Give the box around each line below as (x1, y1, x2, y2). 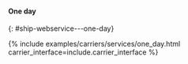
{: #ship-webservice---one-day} (8, 24, 115, 33)
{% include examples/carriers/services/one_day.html (8, 40, 181, 49)
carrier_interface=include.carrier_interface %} (8, 47, 159, 57)
